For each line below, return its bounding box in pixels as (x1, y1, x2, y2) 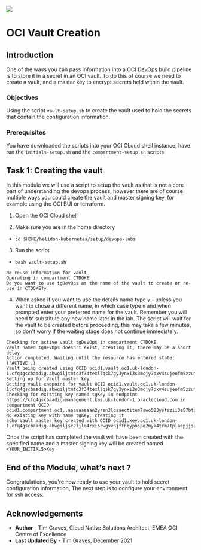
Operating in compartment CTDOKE (6, 275, 90, 281)
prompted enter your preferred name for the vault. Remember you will (14, 308, 187, 316)
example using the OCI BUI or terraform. (6, 200, 106, 207)
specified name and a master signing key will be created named (6, 440, 163, 447)
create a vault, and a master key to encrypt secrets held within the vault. (6, 78, 184, 85)
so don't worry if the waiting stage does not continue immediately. (14, 328, 178, 335)
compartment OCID (6, 402, 50, 408)
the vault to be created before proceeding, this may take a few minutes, (14, 322, 191, 329)
